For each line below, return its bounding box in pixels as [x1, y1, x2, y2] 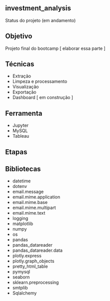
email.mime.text [12, 210, 45, 216]
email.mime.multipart [12, 205, 56, 211]
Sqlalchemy [12, 290, 37, 296]
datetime [12, 178, 31, 184]
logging [12, 216, 28, 222]
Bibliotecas [5, 165, 41, 173]
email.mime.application [12, 194, 60, 200]
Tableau [12, 133, 29, 139]
